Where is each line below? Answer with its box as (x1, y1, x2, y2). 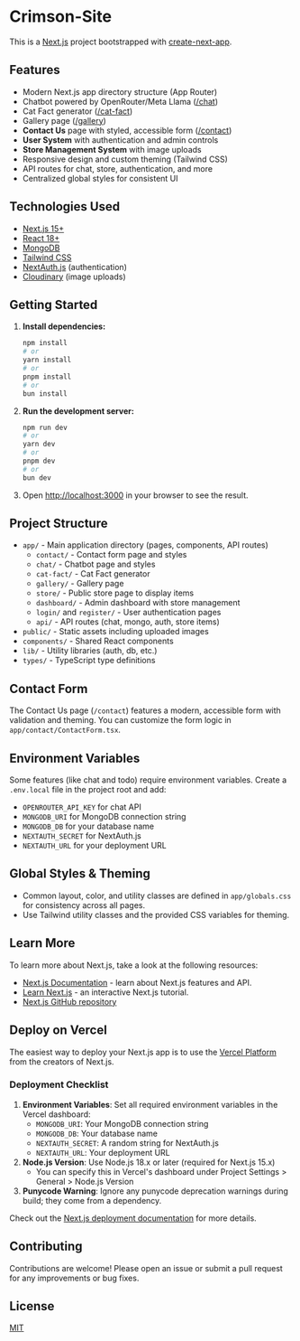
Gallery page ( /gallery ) (22, 115, 106, 126)
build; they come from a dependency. (22, 1195, 162, 1205)
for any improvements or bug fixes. (9, 1272, 140, 1283)
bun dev (22, 473, 51, 483)
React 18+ (22, 232, 60, 243)
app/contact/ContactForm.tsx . (9, 725, 122, 736)
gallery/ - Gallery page (35, 578, 124, 589)
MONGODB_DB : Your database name (35, 1128, 159, 1139)
